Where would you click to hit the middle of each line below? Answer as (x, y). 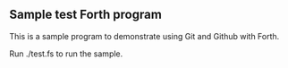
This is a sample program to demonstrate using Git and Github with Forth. (144, 36)
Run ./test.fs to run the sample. (66, 54)
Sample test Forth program (86, 15)
